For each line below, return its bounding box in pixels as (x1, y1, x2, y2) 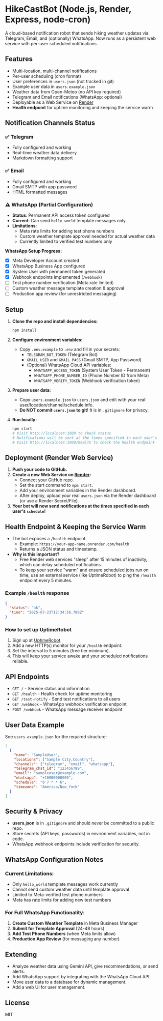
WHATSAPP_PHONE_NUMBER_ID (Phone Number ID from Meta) (34, 373, 149, 379)
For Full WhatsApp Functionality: (5, 909, 85, 916)
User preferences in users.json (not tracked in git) (12, 78, 114, 84)
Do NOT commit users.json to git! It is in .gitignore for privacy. (19, 407, 149, 413)
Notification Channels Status (5, 119, 95, 127)
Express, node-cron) (5, 14, 91, 25)
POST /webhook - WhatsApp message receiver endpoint (12, 706, 123, 712)
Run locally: (12, 417, 37, 423)
